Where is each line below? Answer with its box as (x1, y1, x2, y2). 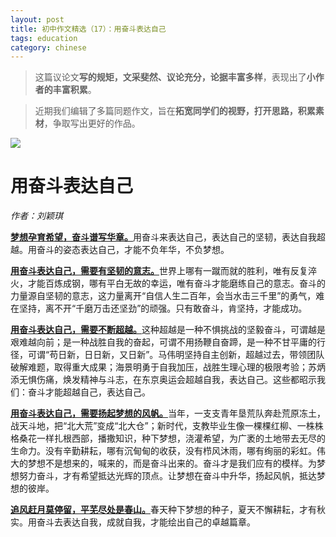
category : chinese (10, 42, 87, 53)
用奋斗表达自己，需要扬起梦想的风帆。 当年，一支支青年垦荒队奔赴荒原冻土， (10, 407, 326, 420)
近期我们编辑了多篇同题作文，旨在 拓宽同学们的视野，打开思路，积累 (34, 105, 316, 117)
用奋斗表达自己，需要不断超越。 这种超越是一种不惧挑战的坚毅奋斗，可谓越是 (10, 324, 326, 336)
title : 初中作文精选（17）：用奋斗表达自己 (10, 24, 167, 34)
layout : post (10, 14, 65, 25)
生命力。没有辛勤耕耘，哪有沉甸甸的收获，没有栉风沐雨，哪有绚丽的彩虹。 (10, 445, 317, 457)
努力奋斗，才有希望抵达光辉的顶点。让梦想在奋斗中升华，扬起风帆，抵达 (18, 470, 317, 482)
